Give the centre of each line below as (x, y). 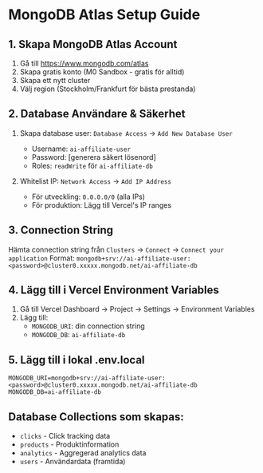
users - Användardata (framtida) (73, 462)
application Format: (42, 258)
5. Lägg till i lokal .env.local (77, 360)
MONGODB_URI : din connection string (88, 326)
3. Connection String (61, 231)
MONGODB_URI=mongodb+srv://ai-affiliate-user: (87, 378)
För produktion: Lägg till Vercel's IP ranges (102, 205)
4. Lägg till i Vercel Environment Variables (114, 290)
